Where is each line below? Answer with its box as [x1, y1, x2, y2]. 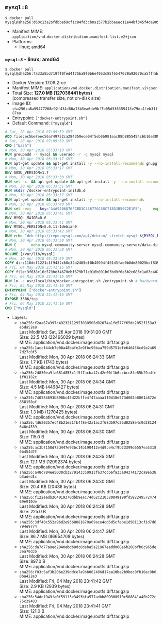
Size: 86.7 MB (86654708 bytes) [19, 534, 85, 539]
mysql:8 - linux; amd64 [5, 56, 60, 63]
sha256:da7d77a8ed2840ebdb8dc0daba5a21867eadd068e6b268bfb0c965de [19, 545, 157, 550]
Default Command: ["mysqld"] [12, 120, 73, 126]
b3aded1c [19, 474, 37, 479]
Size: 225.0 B [19, 509, 46, 515]
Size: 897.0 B [19, 558, 46, 564]
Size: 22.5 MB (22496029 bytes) [19, 334, 85, 340]
